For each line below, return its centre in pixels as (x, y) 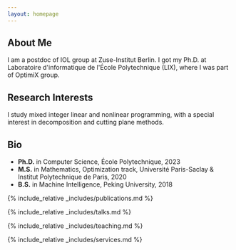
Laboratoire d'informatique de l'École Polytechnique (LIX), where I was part (118, 68)
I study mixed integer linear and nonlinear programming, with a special (111, 115)
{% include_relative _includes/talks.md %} (70, 212)
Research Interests (50, 97)
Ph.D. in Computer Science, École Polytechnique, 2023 (99, 162)
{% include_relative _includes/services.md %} (75, 240)
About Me (30, 43)
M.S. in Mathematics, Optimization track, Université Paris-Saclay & (116, 170)
